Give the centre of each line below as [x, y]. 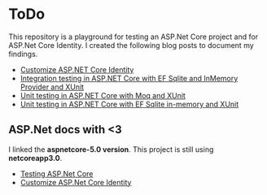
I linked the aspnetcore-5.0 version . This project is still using [111, 149]
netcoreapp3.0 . [35, 158]
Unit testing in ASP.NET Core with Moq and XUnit [103, 95]
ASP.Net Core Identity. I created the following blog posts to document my [131, 45]
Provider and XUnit [52, 87]
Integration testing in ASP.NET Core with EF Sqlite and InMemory [129, 78]
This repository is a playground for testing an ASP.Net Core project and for [133, 37]
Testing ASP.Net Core [57, 173]
